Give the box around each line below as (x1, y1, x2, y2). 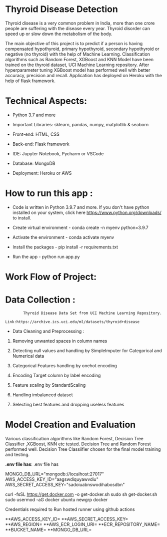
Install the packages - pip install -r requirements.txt (12, 244, 118, 250)
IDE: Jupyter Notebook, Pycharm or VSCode (12, 150, 104, 156)
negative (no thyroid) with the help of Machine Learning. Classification (5, 51, 150, 57)
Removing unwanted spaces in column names (12, 338, 107, 344)
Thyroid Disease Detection (5, 4, 118, 15)
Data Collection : (5, 294, 76, 306)
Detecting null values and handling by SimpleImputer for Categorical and (12, 347, 162, 354)
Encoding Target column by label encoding (12, 372, 101, 378)
